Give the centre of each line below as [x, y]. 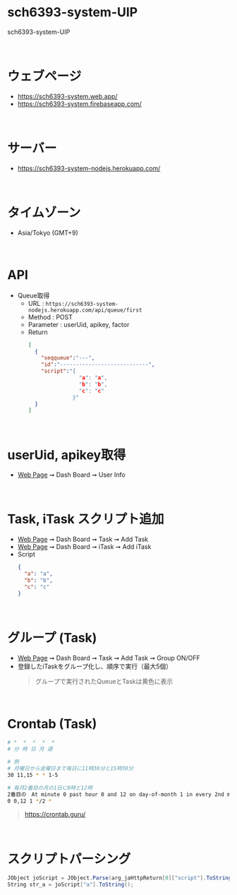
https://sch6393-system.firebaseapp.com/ [80, 104]
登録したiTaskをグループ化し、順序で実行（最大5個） [95, 666]
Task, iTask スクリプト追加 [86, 519]
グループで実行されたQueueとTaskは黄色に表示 [104, 681]
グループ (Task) [52, 638]
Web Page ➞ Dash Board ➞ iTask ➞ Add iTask [84, 547]
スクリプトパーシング [69, 859]
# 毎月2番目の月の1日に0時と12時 [50, 788]
